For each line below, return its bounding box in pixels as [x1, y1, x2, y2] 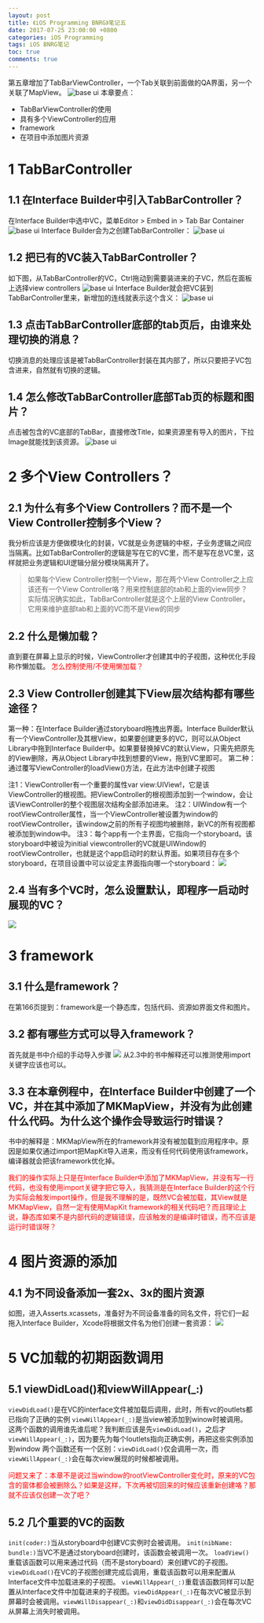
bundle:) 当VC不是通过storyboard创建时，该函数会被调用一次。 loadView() [8, 1548, 250, 1557]
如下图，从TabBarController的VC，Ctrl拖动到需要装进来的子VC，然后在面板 [8, 273, 253, 283]
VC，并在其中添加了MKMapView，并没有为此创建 [8, 1100, 253, 1113]
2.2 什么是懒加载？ [8, 630, 100, 643]
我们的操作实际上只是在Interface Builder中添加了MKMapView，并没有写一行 [8, 1173, 255, 1183]
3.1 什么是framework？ [8, 980, 120, 993]
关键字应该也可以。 [8, 1059, 71, 1069]
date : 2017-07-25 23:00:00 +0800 [8, 26, 118, 34]
